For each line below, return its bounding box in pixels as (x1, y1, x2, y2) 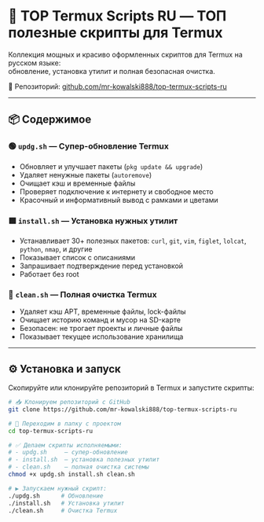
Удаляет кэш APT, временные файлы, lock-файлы (19, 307, 186, 317)
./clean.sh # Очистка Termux (8, 506, 118, 514)
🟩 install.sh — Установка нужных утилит (8, 215, 178, 226)
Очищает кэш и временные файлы (19, 178, 136, 188)
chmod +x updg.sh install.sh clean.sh (8, 471, 135, 479)
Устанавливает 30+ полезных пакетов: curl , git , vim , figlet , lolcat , (19, 236, 247, 245)
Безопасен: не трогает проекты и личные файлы (19, 324, 183, 333)
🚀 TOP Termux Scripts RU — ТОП (8, 7, 227, 25)
